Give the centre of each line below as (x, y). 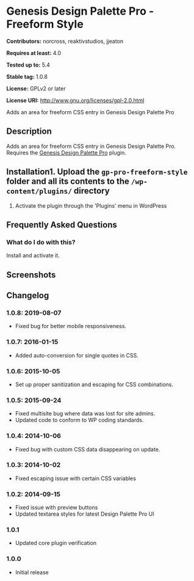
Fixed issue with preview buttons (56, 508)
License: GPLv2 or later (36, 88)
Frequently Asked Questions (62, 225)
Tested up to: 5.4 (28, 65)
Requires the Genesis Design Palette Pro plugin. (66, 152)
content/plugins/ (39, 192)
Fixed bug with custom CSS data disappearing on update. (88, 449)
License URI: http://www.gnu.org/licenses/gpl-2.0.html (75, 100)
